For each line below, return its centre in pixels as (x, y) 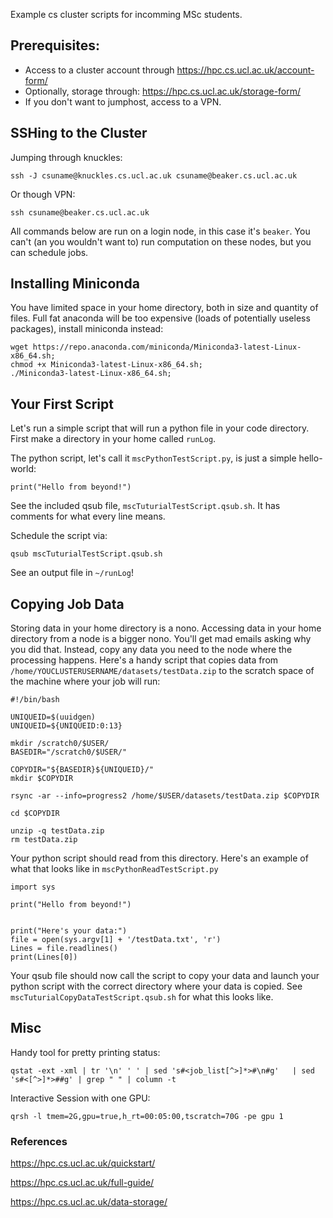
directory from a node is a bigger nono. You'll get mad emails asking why (161, 639)
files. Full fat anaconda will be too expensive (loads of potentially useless (160, 318)
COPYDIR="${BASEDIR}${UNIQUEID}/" (82, 770)
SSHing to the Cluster (79, 133)
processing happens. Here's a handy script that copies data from (144, 660)
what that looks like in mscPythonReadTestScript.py (114, 869)
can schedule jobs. (49, 252)
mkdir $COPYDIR (42, 779)
